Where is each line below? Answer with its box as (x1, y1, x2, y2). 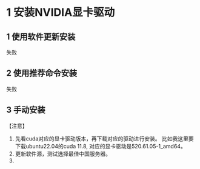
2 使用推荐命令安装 (6, 68, 78, 79)
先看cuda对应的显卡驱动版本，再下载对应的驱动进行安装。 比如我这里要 (15, 134, 194, 142)
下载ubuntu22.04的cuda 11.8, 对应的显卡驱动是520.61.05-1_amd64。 (15, 142, 186, 150)
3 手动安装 (6, 105, 45, 115)
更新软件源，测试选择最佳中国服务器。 (15, 150, 111, 157)
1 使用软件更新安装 (6, 31, 76, 42)
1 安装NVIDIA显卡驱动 (6, 5, 115, 19)
